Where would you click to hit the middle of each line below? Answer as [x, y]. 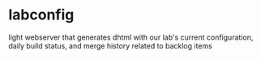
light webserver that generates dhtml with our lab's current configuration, [131, 37]
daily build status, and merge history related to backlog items [110, 45]
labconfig [41, 15]
